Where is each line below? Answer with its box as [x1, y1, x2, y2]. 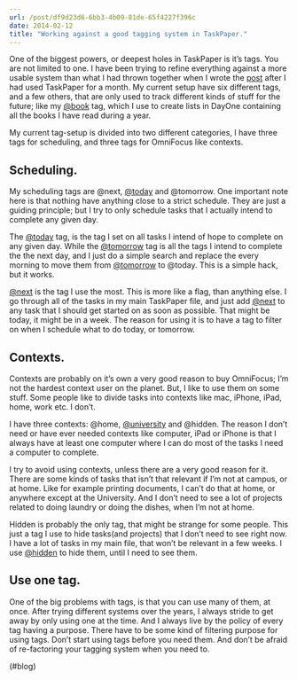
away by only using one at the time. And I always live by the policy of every [9, 615, 284, 626]
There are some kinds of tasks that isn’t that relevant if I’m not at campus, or [9, 473, 288, 484]
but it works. [9, 270, 55, 280]
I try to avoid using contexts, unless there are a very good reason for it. [9, 465, 269, 474]
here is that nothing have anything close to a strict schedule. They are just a [9, 196, 286, 207]
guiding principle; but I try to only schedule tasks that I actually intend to [9, 205, 273, 215]
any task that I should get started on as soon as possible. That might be [9, 305, 270, 316]
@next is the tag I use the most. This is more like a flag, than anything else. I [9, 286, 287, 297]
